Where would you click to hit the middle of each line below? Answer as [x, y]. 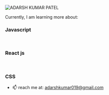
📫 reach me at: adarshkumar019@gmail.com [58, 87]
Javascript [18, 29]
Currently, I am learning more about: [42, 17]
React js [15, 53]
